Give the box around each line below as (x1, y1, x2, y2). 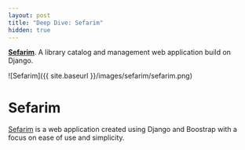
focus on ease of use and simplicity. (8, 133, 125, 142)
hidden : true (8, 26, 51, 34)
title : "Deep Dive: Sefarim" (8, 19, 104, 27)
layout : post (8, 11, 51, 20)
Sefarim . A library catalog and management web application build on (8, 48, 232, 57)
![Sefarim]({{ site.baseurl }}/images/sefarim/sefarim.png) (8, 71, 193, 81)
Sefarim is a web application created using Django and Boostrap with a (8, 125, 238, 134)
